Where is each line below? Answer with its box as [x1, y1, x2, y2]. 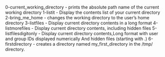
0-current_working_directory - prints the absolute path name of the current [5, 4, 160, 10]
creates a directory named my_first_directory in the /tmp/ [36, 41, 153, 47]
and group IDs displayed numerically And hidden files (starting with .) [5, 36, 148, 42]
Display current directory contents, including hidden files [34, 25, 151, 31]
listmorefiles [5, 25, 31, 31]
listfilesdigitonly [5, 31, 37, 36]
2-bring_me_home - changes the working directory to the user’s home [5, 15, 150, 20]
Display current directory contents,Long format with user [41, 31, 159, 36]
